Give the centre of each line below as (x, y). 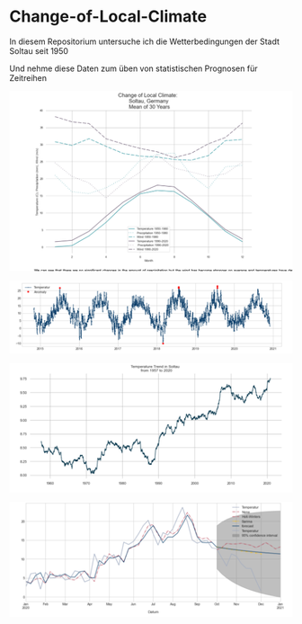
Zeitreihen (28, 77)
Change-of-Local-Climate (108, 17)
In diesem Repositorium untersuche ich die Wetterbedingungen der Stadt (145, 41)
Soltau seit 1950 (39, 50)
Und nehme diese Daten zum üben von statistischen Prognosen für (133, 68)
